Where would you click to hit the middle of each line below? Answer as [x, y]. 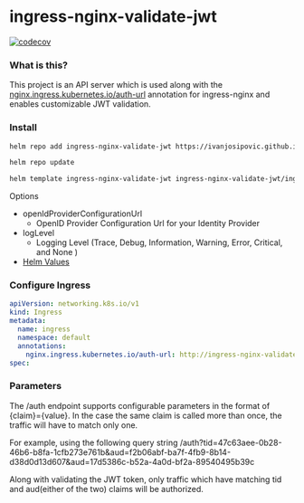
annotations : [42, 346]
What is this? [38, 65]
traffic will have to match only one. [74, 425]
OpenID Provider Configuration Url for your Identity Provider [148, 223]
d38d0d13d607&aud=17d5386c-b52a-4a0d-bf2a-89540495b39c [132, 461]
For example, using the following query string [94, 442]
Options [24, 196]
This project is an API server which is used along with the [116, 85]
